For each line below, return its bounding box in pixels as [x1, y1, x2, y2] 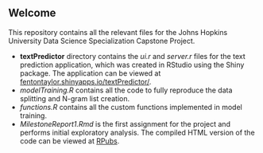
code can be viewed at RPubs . [19, 135, 120, 146]
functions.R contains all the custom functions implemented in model [19, 102, 242, 112]
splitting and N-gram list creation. [19, 93, 130, 103]
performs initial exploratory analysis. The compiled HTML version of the [19, 127, 256, 137]
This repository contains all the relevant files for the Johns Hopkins [8, 27, 228, 37]
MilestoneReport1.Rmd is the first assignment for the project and [19, 119, 230, 128]
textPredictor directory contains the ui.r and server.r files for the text [19, 51, 246, 61]
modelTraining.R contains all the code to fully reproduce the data [19, 85, 233, 95]
